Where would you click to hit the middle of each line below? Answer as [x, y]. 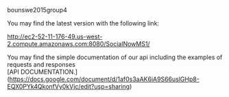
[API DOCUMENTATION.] [42, 72]
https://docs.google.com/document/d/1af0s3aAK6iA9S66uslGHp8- [105, 79]
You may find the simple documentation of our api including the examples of [115, 57]
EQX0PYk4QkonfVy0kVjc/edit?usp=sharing [69, 86]
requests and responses [41, 64]
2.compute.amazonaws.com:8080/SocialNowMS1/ [79, 44]
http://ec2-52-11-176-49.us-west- [55, 36]
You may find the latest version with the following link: [83, 23]
